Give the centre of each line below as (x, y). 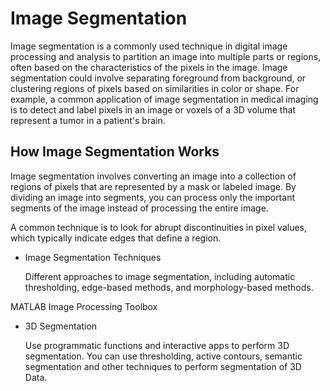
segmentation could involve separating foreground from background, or (158, 78)
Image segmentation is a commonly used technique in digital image (149, 46)
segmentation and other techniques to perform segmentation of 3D (163, 366)
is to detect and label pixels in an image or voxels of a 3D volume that (153, 109)
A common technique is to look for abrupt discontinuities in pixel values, (159, 227)
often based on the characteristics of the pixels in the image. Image (149, 67)
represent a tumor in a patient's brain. (88, 120)
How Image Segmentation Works (115, 152)
